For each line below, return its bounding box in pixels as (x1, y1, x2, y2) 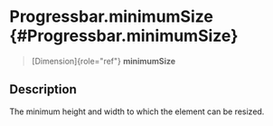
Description (9, 82, 77, 97)
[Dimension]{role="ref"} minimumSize (31, 55, 176, 66)
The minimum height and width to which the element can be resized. (9, 106, 265, 117)
